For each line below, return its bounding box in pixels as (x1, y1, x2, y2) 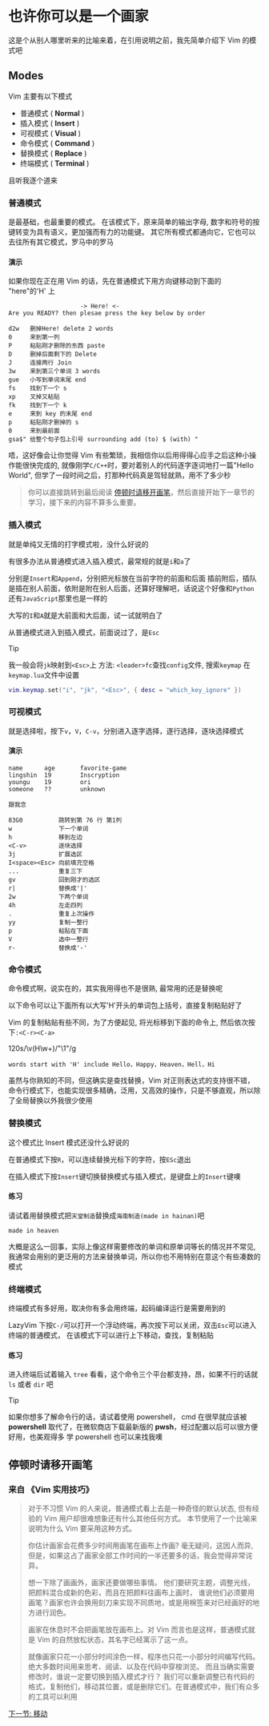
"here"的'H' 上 (8, 286, 56, 296)
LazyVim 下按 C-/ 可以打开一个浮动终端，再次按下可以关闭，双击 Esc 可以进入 (8, 1321, 257, 1330)
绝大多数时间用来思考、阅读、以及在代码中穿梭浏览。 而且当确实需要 (27, 1661, 255, 1671)
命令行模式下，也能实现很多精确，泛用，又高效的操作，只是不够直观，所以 (8, 1086, 254, 1096)
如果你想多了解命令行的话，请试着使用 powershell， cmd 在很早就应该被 (8, 1412, 247, 1422)
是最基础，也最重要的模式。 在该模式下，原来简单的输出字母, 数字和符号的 (8, 217, 253, 227)
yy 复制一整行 (8, 918, 89, 926)
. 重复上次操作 (8, 910, 94, 918)
